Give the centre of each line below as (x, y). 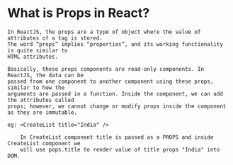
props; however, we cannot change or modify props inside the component (117, 106)
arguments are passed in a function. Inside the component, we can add (115, 93)
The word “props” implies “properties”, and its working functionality (115, 44)
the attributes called (41, 100)
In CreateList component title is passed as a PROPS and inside (117, 137)
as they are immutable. (42, 112)
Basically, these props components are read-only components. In (106, 69)
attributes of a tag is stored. (55, 38)
